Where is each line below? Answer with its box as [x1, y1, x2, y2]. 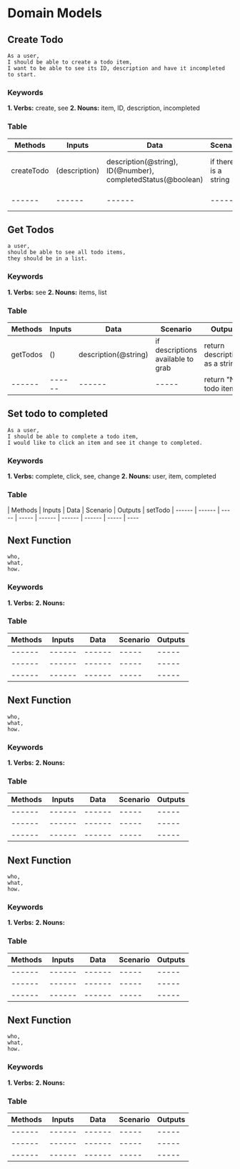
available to [155, 354, 194, 363]
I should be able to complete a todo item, [7, 433, 139, 440]
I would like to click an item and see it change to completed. [7, 439, 203, 446]
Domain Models [7, 5, 102, 21]
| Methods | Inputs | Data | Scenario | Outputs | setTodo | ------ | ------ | [7, 506, 220, 515]
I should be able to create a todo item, [7, 59, 133, 66]
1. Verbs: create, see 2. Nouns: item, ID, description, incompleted [7, 104, 200, 112]
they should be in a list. [7, 255, 88, 262]
